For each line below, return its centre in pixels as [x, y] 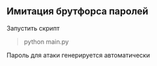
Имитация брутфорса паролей [77, 11]
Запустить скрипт [33, 28]
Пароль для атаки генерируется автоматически [78, 55]
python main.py [46, 42]
